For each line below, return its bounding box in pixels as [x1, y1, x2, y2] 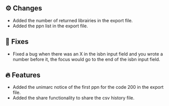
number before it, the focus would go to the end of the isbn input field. [12, 56, 160, 62]
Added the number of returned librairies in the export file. [12, 17, 133, 23]
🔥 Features [5, 71, 41, 80]
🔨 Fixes [5, 37, 29, 46]
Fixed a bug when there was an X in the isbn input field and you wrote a [12, 50, 163, 57]
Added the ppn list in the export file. [12, 23, 88, 29]
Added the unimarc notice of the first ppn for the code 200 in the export [12, 84, 164, 90]
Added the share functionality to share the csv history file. [12, 95, 135, 101]
